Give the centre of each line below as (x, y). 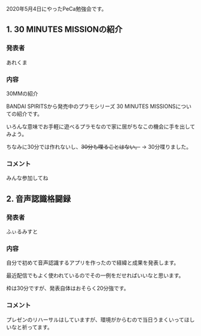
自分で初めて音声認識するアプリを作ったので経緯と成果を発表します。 (93, 263)
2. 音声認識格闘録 (38, 199)
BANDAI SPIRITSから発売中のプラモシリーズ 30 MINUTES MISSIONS (91, 106)
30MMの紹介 (22, 93)
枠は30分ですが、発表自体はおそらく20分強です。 (68, 288)
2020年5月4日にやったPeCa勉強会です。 (56, 9)
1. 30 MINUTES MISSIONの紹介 (64, 30)
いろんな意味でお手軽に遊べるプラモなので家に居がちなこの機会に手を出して (101, 126)
